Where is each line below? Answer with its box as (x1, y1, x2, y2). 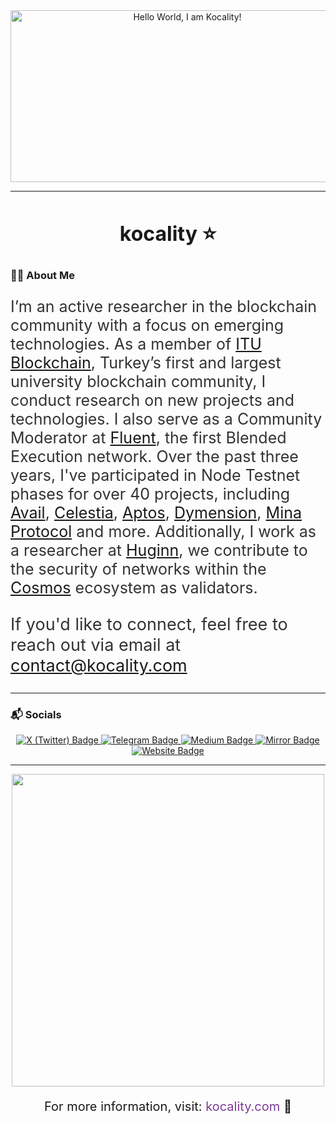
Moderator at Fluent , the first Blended (10, 427, 287, 448)
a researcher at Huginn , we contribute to (10, 540, 308, 560)
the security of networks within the (10, 559, 267, 579)
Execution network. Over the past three (10, 446, 299, 466)
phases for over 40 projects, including (10, 484, 291, 504)
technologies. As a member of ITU (10, 334, 262, 354)
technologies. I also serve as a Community (10, 409, 323, 429)
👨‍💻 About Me (10, 268, 75, 282)
